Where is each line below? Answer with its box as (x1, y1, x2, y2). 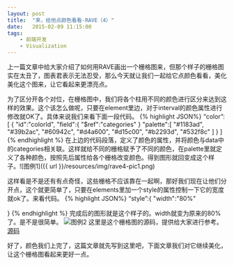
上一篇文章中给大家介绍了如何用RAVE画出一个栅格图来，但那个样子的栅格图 (7, 63, 224, 70)
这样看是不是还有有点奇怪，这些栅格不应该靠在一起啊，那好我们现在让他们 (7, 177, 221, 185)
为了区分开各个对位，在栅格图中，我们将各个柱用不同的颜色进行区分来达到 (7, 95, 221, 103)
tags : (7, 29, 23, 37)
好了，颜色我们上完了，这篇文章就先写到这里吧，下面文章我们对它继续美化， (7, 241, 227, 250)
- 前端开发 (19, 36, 47, 43)
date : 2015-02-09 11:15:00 (7, 23, 92, 30)
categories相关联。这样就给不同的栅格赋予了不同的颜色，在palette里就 (13, 144, 217, 153)
